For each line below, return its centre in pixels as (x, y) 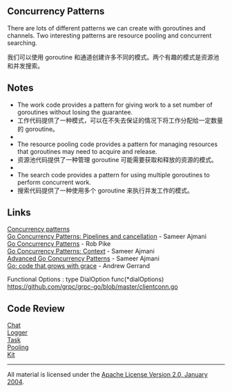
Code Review (36, 309)
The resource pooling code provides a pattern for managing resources (117, 144)
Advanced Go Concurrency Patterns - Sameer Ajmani (84, 258)
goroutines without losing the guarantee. (75, 112)
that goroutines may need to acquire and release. (87, 151)
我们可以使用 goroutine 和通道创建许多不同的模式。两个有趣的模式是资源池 (113, 57)
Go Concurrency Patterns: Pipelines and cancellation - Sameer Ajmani (107, 237)
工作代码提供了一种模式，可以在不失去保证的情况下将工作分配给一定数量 (120, 120)
